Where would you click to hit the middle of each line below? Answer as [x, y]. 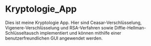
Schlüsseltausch [22, 33]
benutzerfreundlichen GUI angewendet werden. [54, 38]
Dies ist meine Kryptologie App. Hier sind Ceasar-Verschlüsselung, [74, 23]
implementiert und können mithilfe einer [80, 33]
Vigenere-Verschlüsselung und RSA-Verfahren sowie [59, 27]
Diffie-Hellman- [130, 27]
